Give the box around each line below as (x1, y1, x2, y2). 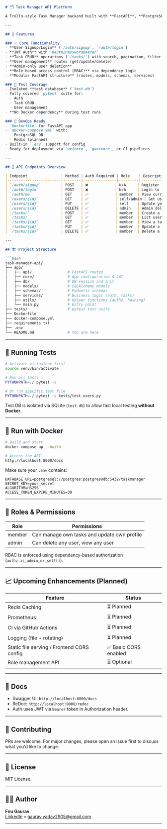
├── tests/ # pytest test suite (5, 307, 110, 312)
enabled (107, 650, 126, 657)
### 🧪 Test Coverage (5, 82, 48, 87)
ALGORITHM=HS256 (5, 485, 39, 490)
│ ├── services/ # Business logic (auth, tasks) (5, 293, 135, 298)
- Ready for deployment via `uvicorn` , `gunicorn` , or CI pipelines (5, 146, 150, 151)
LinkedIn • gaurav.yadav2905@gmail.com (5, 814, 91, 820)
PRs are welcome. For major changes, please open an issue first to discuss (5, 738, 159, 744)
